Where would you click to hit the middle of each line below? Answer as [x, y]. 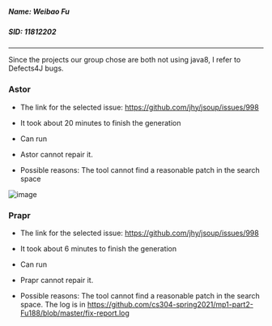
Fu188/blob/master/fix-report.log [74, 313]
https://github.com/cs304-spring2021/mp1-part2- [170, 304]
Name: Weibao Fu [39, 11]
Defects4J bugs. [36, 68]
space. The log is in [53, 304]
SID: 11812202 [32, 32]
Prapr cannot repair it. [57, 280]
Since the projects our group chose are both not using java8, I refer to [125, 60]
